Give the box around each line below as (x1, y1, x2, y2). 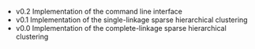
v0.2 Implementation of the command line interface (15, 7, 183, 16)
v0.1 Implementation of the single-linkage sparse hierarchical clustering (15, 15, 248, 24)
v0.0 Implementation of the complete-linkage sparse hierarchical (15, 24, 227, 32)
